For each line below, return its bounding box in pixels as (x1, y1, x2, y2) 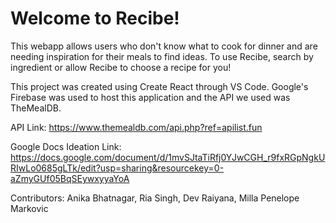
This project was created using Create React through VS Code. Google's (10, 80, 309, 92)
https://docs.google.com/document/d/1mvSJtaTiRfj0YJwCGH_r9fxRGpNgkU (10, 151, 326, 163)
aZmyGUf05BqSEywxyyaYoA (10, 172, 130, 184)
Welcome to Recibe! (10, 7, 180, 30)
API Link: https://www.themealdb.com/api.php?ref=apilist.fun (10, 121, 263, 133)
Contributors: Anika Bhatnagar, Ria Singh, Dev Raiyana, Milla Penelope (10, 192, 300, 204)
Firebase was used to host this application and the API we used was (10, 91, 291, 103)
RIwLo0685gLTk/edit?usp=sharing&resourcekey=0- (10, 162, 225, 174)
